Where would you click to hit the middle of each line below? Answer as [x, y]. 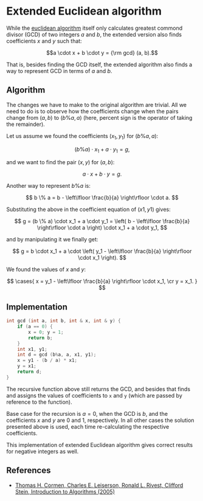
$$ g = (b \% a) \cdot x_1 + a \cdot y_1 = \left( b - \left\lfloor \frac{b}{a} [102, 221]
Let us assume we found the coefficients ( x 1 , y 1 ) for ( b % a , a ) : [82, 136]
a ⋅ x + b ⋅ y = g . [102, 174]
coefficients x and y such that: [44, 41]
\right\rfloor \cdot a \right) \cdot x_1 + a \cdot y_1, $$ [102, 228]
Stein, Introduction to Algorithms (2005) [65, 491]
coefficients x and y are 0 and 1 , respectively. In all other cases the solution [100, 420]
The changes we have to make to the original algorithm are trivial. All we [97, 105]
